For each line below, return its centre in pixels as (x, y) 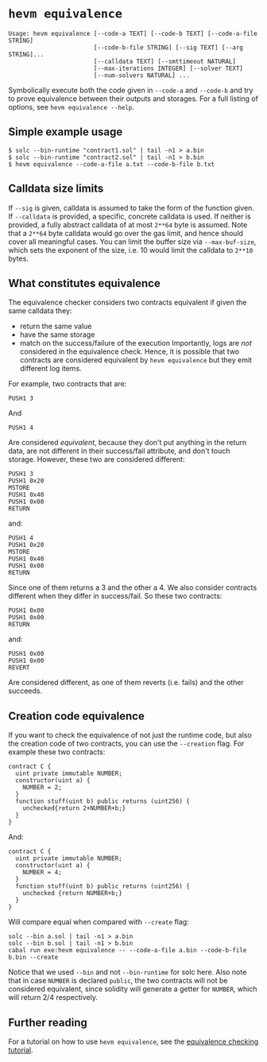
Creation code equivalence (76, 716)
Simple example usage (66, 132)
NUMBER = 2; (42, 788)
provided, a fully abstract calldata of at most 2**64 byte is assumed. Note (128, 224)
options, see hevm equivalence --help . (72, 107)
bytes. (19, 258)
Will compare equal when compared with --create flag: (99, 922)
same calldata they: (40, 311)
